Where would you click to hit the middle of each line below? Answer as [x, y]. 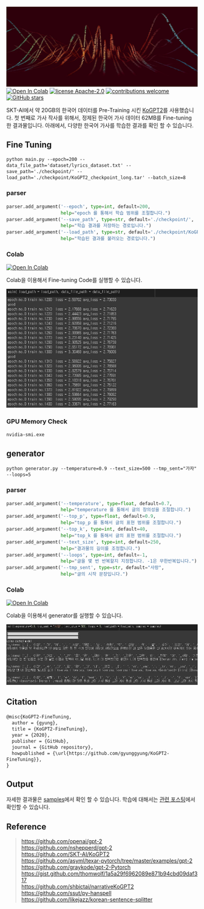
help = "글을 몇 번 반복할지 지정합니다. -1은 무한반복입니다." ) [129, 561]
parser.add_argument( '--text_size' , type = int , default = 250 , [84, 542]
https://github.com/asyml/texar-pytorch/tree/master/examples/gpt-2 [107, 861]
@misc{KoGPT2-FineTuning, [39, 716]
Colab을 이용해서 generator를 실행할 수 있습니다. [65, 615]
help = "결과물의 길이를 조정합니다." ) [100, 548]
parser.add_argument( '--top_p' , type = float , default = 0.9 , [81, 516]
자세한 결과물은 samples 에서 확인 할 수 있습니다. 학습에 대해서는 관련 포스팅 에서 [101, 799]
